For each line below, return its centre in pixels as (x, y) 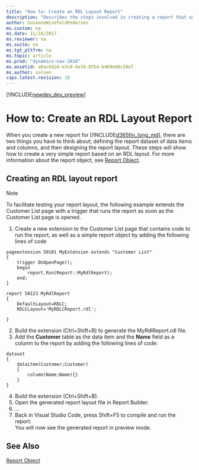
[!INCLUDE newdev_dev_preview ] (46, 95)
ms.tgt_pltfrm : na (29, 50)
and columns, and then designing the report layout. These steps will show (96, 148)
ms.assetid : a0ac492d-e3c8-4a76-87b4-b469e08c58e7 (70, 67)
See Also (23, 446)
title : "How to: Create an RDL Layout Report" (65, 12)
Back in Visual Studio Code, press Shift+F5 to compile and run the (95, 415)
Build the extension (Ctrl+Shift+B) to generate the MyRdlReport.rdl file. (101, 330)
